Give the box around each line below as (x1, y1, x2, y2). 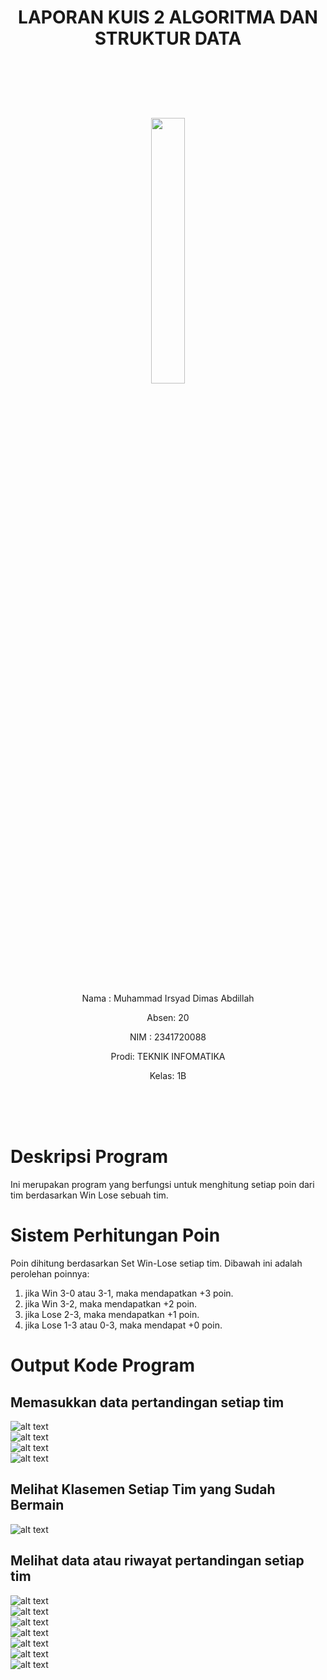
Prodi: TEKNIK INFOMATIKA (110, 1051, 226, 1063)
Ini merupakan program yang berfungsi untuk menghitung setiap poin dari (10, 1179, 315, 1191)
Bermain (10, 1497, 65, 1514)
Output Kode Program (10, 1354, 195, 1377)
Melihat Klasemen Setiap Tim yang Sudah (10, 1481, 276, 1498)
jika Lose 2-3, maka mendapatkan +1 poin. (24, 1309, 200, 1321)
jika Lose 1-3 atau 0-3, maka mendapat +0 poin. (24, 1319, 223, 1331)
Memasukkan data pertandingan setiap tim (10, 1394, 285, 1411)
